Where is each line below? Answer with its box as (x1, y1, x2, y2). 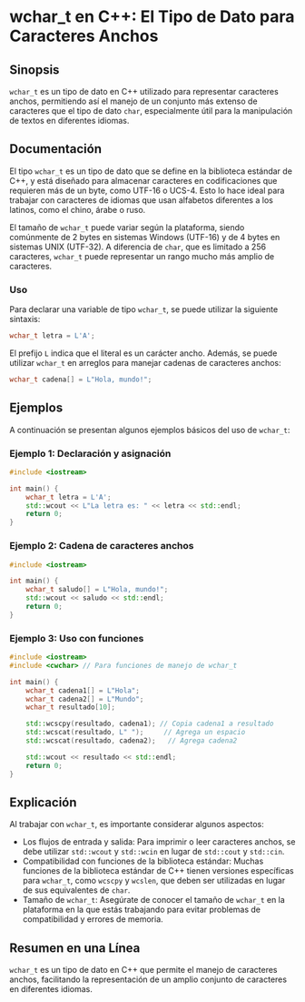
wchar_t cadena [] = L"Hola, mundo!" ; (9, 375, 152, 384)
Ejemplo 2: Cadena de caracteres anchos (9, 540, 194, 552)
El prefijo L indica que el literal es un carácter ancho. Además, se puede (9, 348, 278, 359)
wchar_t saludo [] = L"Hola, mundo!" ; (25, 585, 169, 594)
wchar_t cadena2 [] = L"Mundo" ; (25, 694, 144, 703)
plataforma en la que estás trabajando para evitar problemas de (22, 904, 261, 916)
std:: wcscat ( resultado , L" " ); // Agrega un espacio (25, 728, 246, 737)
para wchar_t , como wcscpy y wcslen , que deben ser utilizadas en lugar (22, 875, 286, 886)
